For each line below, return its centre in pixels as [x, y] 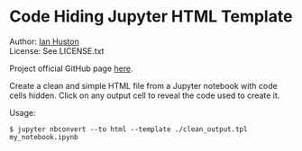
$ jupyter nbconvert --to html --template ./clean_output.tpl [128, 129]
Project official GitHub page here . [71, 68]
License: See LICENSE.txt [57, 50]
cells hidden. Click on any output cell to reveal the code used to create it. [145, 95]
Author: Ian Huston [44, 41]
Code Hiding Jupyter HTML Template [151, 17]
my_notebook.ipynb [44, 137]
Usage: [23, 112]
